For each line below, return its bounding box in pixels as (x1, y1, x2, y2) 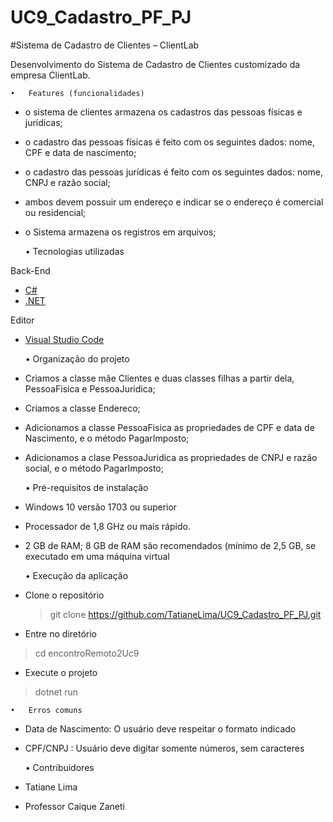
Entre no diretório (24, 627, 97, 640)
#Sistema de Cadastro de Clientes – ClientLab (10, 39, 200, 51)
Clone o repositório (24, 589, 105, 601)
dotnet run (34, 686, 79, 698)
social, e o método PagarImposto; (24, 462, 164, 474)
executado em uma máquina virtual (24, 550, 170, 562)
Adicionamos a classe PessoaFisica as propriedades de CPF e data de (24, 421, 315, 433)
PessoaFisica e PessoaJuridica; (24, 382, 156, 395)
